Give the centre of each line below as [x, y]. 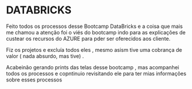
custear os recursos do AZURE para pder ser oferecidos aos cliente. [88, 38]
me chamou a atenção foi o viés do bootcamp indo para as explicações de [96, 32]
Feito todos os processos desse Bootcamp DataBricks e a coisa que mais [95, 26]
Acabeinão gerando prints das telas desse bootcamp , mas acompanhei [93, 67]
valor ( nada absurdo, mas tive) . [45, 56]
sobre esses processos [34, 80]
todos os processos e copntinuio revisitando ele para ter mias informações [96, 73]
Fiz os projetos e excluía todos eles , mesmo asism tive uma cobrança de [94, 49]
